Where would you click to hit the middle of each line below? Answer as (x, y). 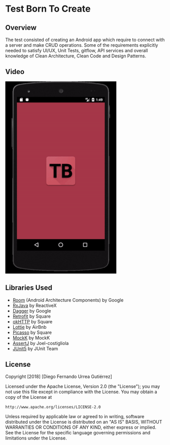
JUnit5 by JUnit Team (35, 349)
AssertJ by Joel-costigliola (41, 343)
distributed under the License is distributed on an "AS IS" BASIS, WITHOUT (84, 422)
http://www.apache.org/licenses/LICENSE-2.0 (53, 407)
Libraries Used (29, 288)
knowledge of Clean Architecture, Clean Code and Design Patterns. (76, 56)
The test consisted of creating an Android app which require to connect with (85, 40)
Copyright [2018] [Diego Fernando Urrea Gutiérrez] (59, 376)
